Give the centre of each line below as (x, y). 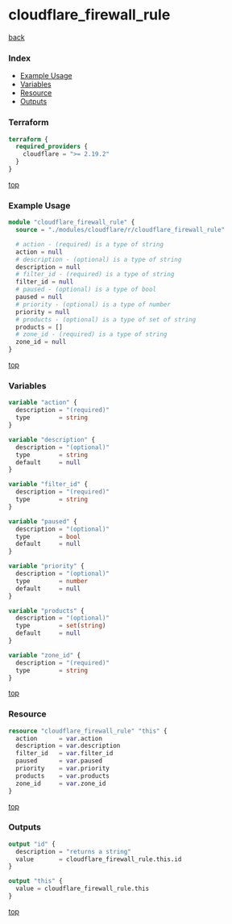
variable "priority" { (46, 566)
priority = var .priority (63, 769)
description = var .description (68, 746)
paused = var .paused (59, 761)
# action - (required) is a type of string (89, 244)
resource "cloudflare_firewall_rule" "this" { (88, 731)
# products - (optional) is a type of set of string (106, 319)
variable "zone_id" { (45, 655)
